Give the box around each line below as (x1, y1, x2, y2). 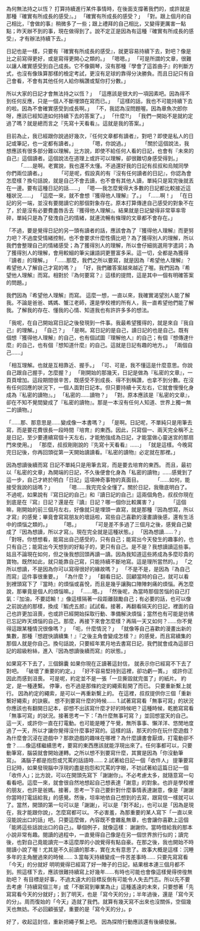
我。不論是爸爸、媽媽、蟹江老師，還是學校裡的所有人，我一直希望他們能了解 (6, 299, 194, 306)
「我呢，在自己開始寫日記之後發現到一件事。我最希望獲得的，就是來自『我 (6, 319, 189, 326)
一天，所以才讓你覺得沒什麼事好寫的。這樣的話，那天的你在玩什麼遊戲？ (16, 727, 194, 734)
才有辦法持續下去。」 (18, 35, 69, 42)
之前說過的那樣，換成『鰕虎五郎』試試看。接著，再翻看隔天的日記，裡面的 (6, 603, 189, 610)
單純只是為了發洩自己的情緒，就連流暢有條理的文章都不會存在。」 (16, 214, 176, 221)
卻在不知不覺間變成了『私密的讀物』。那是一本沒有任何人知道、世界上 (6, 399, 176, 406)
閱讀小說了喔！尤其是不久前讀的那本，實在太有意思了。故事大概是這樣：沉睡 (6, 846, 194, 853)
